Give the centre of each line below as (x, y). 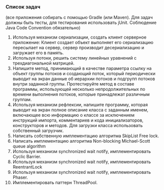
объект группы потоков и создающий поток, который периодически (84, 74)
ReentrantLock (27, 167)
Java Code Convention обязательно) (43, 28)
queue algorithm (29, 146)
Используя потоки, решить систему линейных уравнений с (75, 58)
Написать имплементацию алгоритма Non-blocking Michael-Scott (81, 141)
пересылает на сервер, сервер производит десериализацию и (78, 48)
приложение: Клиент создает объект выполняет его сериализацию (83, 42)
